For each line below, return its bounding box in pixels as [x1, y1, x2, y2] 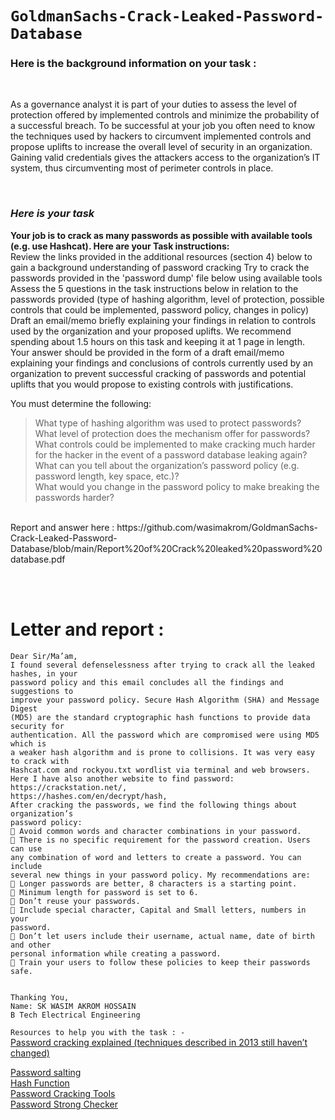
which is [10, 738, 47, 749]
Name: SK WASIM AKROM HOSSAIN [10, 1001, 137, 1011]
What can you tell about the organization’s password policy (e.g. [34, 459, 300, 471]
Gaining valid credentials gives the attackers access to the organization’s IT [10, 152, 321, 164]
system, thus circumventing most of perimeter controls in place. [10, 162, 274, 174]
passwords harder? [34, 491, 115, 503]
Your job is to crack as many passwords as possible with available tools [10, 229, 313, 241]
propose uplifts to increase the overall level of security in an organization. [10, 141, 313, 153]
